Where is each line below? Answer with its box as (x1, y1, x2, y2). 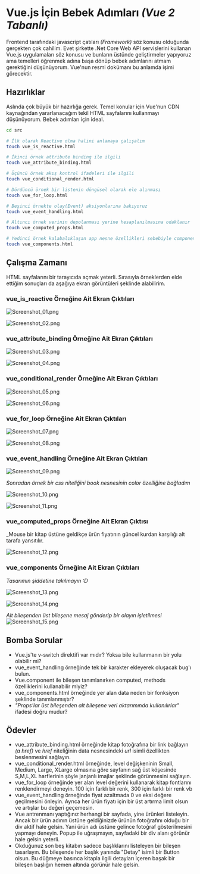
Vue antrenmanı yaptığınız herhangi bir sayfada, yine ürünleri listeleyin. (14, 810, 189, 818)
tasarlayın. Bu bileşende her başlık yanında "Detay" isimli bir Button (14, 848, 180, 856)
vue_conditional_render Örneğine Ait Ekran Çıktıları (6, 374, 158, 383)
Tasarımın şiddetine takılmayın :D (6, 577, 88, 584)
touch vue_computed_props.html (6, 225, 84, 231)
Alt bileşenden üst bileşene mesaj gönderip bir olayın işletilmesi (6, 611, 162, 619)
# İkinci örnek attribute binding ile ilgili (6, 154, 121, 160)
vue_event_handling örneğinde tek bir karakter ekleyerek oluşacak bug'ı (14, 664, 192, 671)
